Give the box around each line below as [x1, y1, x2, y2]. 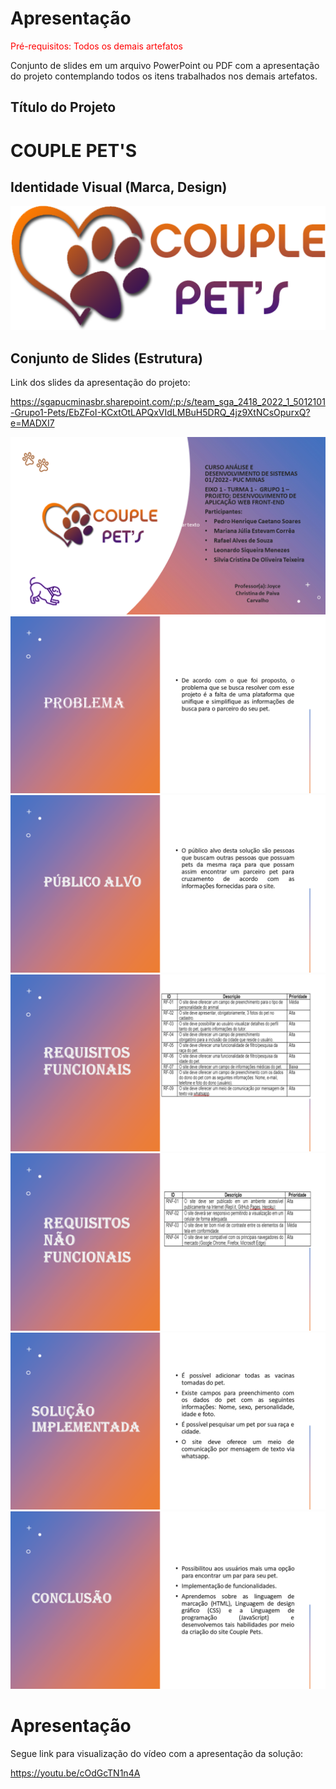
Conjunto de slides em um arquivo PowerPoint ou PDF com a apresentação [10, 59, 320, 71]
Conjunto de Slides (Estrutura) [10, 350, 203, 367]
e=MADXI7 [10, 417, 55, 429]
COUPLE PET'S [10, 139, 138, 162]
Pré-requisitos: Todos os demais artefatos [10, 40, 183, 52]
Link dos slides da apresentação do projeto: [10, 377, 191, 389]
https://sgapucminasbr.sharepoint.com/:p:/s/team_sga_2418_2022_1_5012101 [10, 396, 326, 408]
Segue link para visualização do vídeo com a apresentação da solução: [10, 1747, 304, 1759]
